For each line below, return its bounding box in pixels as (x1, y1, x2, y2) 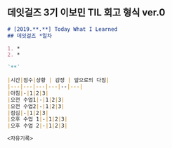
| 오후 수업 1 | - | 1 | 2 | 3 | (7, 116, 68, 123)
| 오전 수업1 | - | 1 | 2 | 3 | (7, 96, 65, 103)
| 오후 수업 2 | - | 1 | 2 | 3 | (7, 122, 68, 130)
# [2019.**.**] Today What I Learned (7, 25, 118, 33)
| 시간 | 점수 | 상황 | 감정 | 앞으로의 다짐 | (7, 76, 110, 84)
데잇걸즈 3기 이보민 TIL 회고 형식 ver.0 (7, 6, 166, 19)
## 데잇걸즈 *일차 (7, 32, 53, 39)
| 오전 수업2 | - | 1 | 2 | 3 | (7, 102, 65, 110)
